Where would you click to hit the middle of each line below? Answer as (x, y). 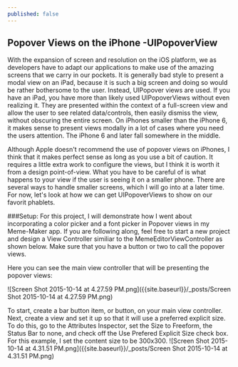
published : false (33, 14)
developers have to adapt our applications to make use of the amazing (111, 68)
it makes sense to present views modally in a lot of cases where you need (116, 128)
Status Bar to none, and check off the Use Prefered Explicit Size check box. (118, 334)
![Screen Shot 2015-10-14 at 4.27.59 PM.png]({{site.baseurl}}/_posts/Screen (119, 289)
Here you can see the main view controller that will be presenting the (108, 268)
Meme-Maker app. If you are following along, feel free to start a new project (119, 232)
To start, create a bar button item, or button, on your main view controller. (115, 311)
